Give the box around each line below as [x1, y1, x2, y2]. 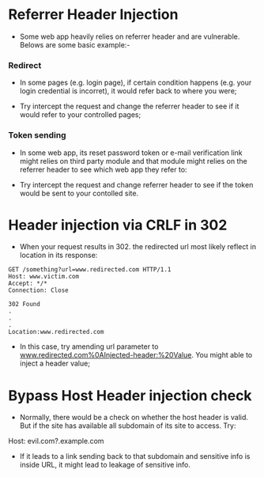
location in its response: [19, 251, 98, 260]
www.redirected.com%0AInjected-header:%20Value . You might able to [19, 350, 253, 360]
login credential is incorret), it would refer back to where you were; [19, 86, 237, 96]
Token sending [8, 130, 66, 141]
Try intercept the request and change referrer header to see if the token [19, 180, 254, 189]
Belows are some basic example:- [19, 40, 130, 49]
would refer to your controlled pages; [19, 110, 141, 119]
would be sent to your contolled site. [19, 188, 139, 198]
